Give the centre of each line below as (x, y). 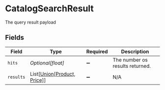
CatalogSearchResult (50, 9)
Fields (15, 38)
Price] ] (38, 80)
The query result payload (31, 22)
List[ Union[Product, (53, 74)
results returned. (132, 66)
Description (135, 51)
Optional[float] (47, 63)
